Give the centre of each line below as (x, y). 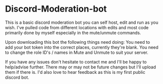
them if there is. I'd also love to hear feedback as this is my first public (75, 72)
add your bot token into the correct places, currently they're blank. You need (82, 47)
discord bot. (17, 77)
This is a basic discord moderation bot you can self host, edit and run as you (82, 22)
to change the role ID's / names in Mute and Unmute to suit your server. (77, 52)
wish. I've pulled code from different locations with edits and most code (77, 27)
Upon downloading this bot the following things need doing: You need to (78, 42)
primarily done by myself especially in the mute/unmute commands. (73, 33)
